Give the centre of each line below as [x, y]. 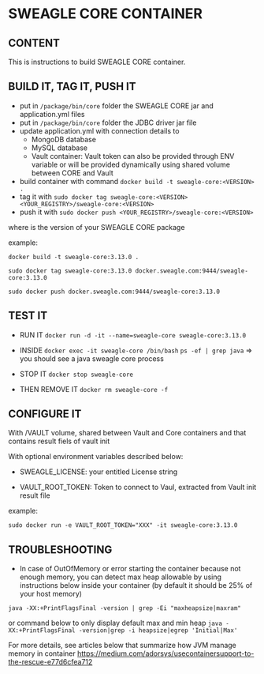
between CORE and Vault [73, 173]
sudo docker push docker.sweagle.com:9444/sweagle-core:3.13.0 [114, 292]
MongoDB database [64, 139]
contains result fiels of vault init [59, 441]
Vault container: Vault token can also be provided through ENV [133, 156]
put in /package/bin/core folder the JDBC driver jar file [108, 122]
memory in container [42, 653]
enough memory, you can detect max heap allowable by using [121, 577]
